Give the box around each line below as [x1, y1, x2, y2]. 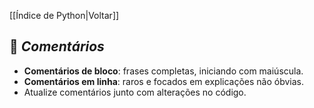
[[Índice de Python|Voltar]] [9, 10, 120, 21]
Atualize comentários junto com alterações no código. [23, 86, 247, 98]
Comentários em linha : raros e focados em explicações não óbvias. [23, 75, 304, 87]
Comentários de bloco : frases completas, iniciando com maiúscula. [23, 65, 304, 77]
